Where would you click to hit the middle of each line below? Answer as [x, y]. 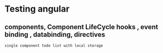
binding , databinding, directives [55, 34]
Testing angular [37, 9]
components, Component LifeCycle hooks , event [81, 27]
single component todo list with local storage [54, 46]
